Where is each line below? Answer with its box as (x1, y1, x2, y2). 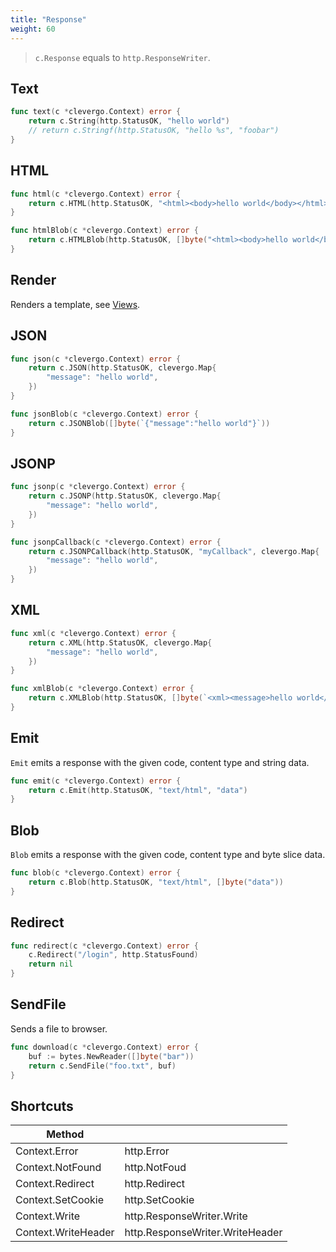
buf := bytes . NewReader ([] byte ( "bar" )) (28, 1051, 195, 1061)
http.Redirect (124, 1177, 186, 1191)
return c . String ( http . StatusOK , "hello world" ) (28, 116, 230, 126)
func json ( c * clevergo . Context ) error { (10, 354, 182, 364)
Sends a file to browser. (10, 1022, 108, 1035)
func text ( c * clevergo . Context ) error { (10, 107, 182, 117)
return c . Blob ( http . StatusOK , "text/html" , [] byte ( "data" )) (28, 877, 284, 887)
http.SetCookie (124, 1193, 195, 1207)
